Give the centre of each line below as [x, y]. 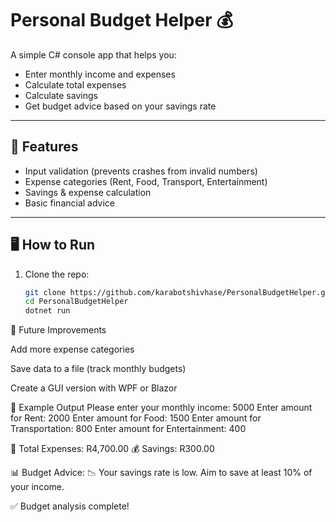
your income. [37, 487]
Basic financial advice [70, 203]
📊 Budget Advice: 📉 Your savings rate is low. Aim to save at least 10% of [161, 473]
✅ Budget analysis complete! [70, 506]
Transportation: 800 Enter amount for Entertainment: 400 [128, 429]
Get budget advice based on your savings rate [120, 106]
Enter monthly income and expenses [100, 74]
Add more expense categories [72, 349]
